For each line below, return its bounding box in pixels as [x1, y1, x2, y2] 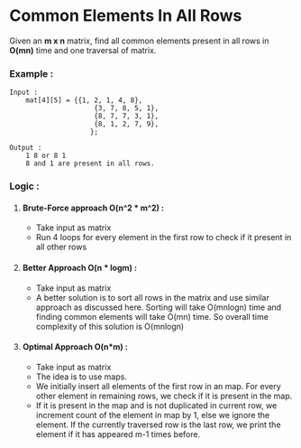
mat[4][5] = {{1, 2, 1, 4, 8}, [25, 96, 143, 105]
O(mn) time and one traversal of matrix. [9, 44, 157, 55]
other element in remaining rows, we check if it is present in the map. [35, 390, 293, 401]
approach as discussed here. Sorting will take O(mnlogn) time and [35, 302, 282, 313]
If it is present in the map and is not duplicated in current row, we [35, 399, 278, 411]
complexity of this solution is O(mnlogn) [35, 321, 185, 331]
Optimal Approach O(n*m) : [22, 341, 128, 352]
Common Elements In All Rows [9, 5, 242, 26]
